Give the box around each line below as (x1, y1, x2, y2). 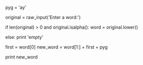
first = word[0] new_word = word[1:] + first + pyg (5, 44, 108, 50)
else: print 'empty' (5, 34, 44, 40)
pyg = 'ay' (5, 5, 26, 10)
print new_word (5, 54, 38, 60)
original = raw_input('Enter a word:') (5, 14, 81, 20)
